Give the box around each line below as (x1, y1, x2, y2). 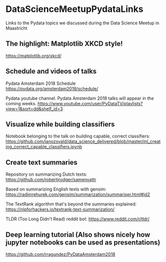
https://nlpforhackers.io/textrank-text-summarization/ (5, 206, 115, 212)
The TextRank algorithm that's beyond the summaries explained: (5, 201, 137, 207)
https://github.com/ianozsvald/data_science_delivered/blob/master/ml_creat (5, 138, 161, 144)
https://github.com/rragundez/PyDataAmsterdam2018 (5, 252, 116, 257)
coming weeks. (5, 100, 37, 106)
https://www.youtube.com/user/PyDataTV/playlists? (37, 100, 143, 106)
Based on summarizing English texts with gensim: (5, 186, 107, 192)
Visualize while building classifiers (5, 120, 115, 129)
